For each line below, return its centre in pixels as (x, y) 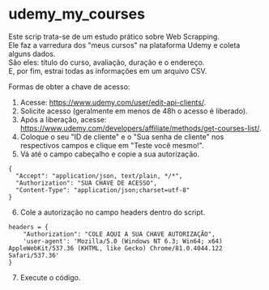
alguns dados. (32, 53)
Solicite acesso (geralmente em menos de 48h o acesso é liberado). (134, 111)
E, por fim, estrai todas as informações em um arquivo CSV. (108, 70)
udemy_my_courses (77, 14)
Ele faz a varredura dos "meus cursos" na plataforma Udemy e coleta (124, 45)
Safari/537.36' (34, 255)
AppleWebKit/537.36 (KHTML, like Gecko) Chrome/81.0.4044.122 (115, 248)
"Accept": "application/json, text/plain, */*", (99, 176)
